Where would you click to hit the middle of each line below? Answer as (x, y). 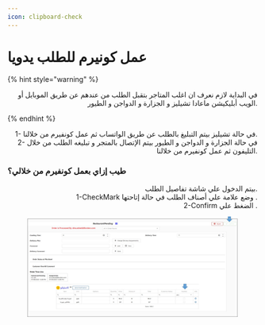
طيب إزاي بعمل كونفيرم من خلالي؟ (67, 171)
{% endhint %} (32, 118)
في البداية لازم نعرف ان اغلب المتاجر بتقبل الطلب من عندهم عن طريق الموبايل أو (138, 95)
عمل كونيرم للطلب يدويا (77, 57)
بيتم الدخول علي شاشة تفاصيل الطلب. (201, 188)
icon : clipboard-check (45, 17)
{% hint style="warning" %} (53, 79)
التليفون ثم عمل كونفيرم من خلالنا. (207, 150)
